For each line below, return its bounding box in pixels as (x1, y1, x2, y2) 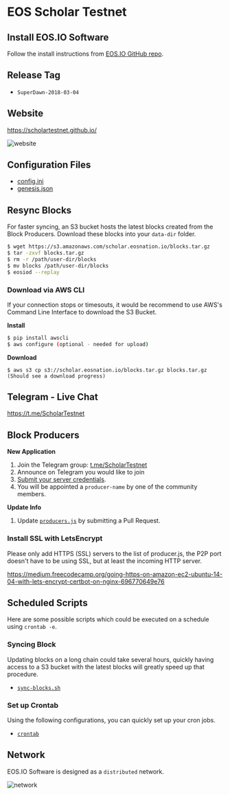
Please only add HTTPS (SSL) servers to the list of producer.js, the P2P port (7, 549, 222, 557)
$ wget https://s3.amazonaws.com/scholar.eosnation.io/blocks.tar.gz (7, 243, 211, 251)
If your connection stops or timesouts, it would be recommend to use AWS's (7, 300, 223, 309)
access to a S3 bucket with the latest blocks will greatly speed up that (7, 662, 205, 671)
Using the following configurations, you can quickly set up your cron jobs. (7, 716, 216, 724)
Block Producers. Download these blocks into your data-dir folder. (7, 230, 196, 238)
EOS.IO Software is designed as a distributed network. (7, 767, 165, 776)
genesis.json (16, 185, 54, 193)
